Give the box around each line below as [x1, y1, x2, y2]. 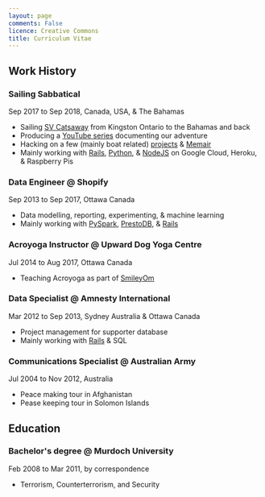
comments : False [8, 19, 63, 27]
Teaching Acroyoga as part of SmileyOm [19, 273, 155, 283]
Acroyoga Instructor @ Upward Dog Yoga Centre [8, 239, 202, 251]
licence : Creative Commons [8, 27, 99, 35]
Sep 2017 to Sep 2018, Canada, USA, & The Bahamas [8, 106, 185, 116]
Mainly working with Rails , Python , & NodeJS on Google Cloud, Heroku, [19, 147, 258, 157]
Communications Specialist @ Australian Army [8, 355, 196, 367]
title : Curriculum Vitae [8, 34, 92, 43]
